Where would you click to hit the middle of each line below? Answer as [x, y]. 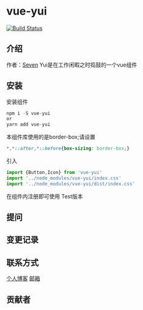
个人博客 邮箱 [23, 278]
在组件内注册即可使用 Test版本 [45, 196]
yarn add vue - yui [28, 124]
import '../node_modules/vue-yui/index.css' [64, 178]
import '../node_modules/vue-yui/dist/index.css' [71, 184]
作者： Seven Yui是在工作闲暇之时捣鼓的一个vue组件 [72, 65]
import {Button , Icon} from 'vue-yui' [54, 173]
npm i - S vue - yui [28, 113]
